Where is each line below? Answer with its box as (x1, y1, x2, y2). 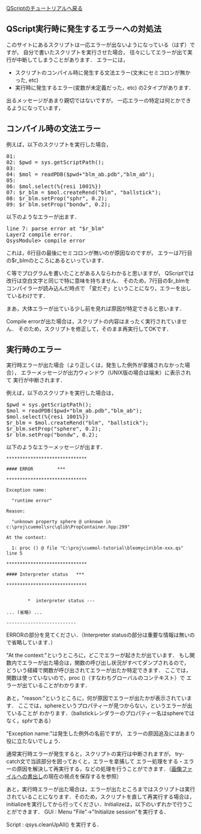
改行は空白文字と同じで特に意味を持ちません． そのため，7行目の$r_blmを (6, 277, 191, 284)
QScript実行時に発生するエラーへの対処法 (6, 24, 162, 34)
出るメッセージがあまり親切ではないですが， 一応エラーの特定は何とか (6, 96, 181, 104)
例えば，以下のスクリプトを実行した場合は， (6, 390, 117, 397)
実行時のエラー (6, 344, 62, 355)
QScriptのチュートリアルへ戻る (6, 5, 83, 11)
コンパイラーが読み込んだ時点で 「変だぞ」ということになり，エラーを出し (6, 284, 191, 291)
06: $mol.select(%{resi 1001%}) (6, 182, 101, 190)
